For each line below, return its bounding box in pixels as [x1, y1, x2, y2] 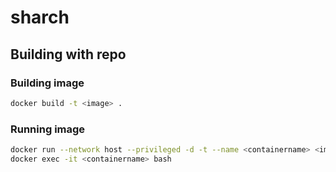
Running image [10, 122, 86, 136]
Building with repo [10, 46, 127, 63]
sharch [10, 6, 70, 29]
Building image [10, 76, 85, 90]
